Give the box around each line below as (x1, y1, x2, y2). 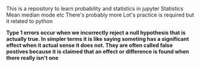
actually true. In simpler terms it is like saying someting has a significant (6, 36, 189, 42)
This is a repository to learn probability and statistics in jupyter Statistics (6, 5, 184, 12)
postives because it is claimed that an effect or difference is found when (6, 48, 189, 55)
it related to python (6, 18, 53, 24)
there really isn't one (6, 55, 59, 61)
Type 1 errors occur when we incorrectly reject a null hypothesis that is (6, 29, 186, 36)
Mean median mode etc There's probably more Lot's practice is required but (6, 11, 195, 18)
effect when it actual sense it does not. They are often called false (6, 42, 173, 49)
